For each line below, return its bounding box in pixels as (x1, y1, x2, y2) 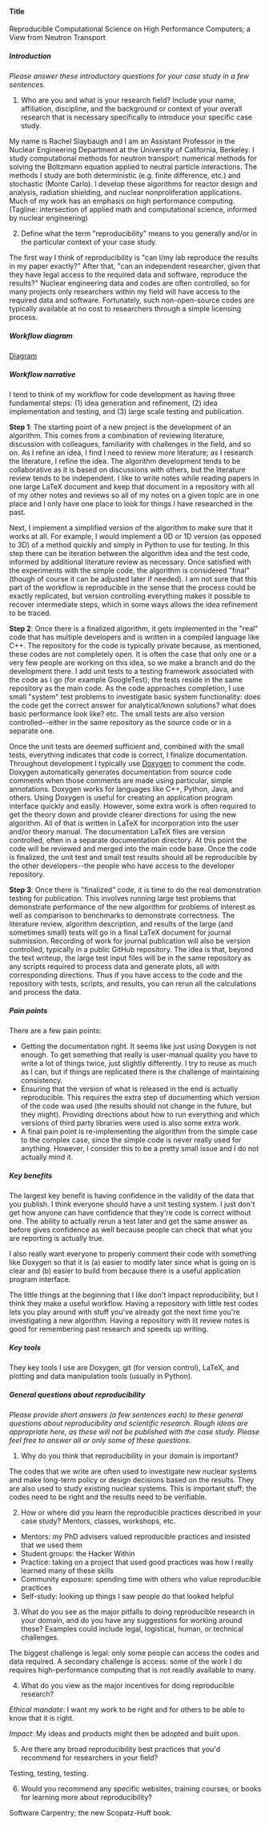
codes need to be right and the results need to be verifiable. (9, 1492, 207, 1502)
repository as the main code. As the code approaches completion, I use (9, 683, 245, 693)
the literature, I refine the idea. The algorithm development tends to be (9, 456, 241, 466)
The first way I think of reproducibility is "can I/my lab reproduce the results (9, 253, 259, 262)
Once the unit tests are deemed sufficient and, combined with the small (9, 742, 245, 752)
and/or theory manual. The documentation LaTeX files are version (9, 827, 226, 837)
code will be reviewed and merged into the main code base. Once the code (9, 844, 257, 854)
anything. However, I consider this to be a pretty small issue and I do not (20, 1144, 259, 1154)
